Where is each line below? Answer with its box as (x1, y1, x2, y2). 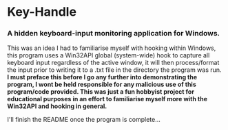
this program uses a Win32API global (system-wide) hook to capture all (7, 51, 210, 60)
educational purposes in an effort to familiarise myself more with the (7, 95, 208, 103)
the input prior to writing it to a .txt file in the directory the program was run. (7, 66, 222, 74)
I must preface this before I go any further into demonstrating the (7, 73, 198, 81)
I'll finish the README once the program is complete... (7, 116, 160, 124)
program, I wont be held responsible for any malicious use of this (7, 80, 196, 89)
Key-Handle (7, 4, 77, 20)
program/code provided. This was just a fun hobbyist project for (7, 88, 195, 96)
